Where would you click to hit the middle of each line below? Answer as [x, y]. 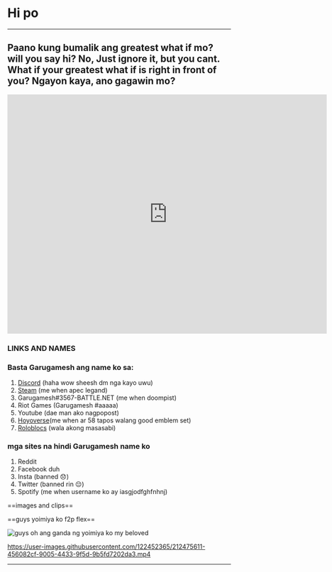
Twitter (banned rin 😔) [51, 484]
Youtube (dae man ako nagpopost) [68, 413]
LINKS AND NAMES [41, 348]
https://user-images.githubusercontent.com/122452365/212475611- [106, 546]
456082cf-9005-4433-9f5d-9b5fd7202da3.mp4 [79, 554]
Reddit [27, 461]
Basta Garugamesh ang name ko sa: [71, 367]
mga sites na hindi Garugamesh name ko [79, 446]
